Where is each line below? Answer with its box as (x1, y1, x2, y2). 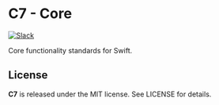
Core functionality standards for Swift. (8, 45, 133, 55)
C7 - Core (8, 5, 73, 23)
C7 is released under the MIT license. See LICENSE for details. (8, 89, 212, 99)
